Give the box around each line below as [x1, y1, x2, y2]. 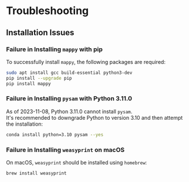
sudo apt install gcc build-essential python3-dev [6, 69, 133, 76]
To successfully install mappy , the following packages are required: [6, 58, 166, 65]
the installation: [6, 120, 43, 127]
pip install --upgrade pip [6, 75, 72, 81]
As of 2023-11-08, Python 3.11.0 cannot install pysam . [6, 107, 133, 115]
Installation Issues [6, 28, 75, 38]
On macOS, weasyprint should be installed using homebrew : [6, 159, 147, 166]
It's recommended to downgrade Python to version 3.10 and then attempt [6, 114, 183, 121]
